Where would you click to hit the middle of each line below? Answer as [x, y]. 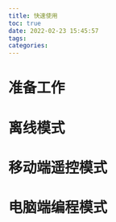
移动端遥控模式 [58, 168]
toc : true [25, 23]
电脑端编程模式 [58, 207]
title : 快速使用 [33, 16]
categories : [28, 46]
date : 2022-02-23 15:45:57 [54, 31]
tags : [17, 38]
